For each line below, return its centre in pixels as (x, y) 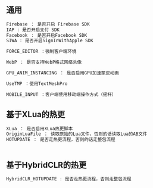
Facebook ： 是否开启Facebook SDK (47, 35)
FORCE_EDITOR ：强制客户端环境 (41, 52)
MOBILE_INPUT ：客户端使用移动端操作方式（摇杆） (61, 94)
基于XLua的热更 (36, 115)
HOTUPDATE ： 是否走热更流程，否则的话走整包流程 (61, 140)
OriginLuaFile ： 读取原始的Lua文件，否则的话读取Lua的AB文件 (77, 134)
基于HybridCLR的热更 (46, 165)
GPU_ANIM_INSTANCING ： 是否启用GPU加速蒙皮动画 (63, 73)
